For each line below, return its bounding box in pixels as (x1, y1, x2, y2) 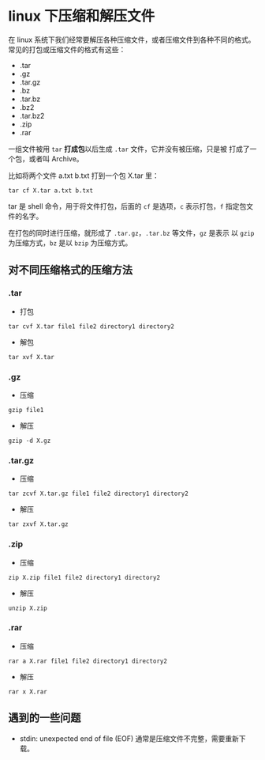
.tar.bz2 (19, 111, 45, 120)
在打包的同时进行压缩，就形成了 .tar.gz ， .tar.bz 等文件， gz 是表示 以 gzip (8, 228, 255, 237)
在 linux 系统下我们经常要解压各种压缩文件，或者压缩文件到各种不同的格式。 (8, 35, 256, 44)
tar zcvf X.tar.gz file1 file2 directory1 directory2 (8, 490, 189, 498)
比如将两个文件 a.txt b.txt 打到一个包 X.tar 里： (8, 171, 159, 180)
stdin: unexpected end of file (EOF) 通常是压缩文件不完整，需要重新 (19, 733, 239, 743)
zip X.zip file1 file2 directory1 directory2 (8, 573, 160, 581)
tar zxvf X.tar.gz (8, 520, 69, 528)
